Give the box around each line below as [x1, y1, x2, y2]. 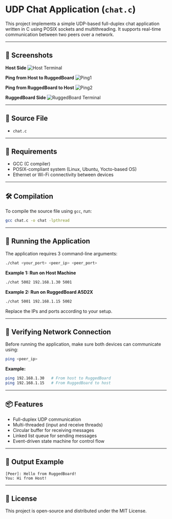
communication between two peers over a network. [5, 31, 114, 37]
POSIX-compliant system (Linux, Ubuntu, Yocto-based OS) [12, 166, 137, 172]
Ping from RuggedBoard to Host [5, 84, 74, 91]
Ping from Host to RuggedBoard [5, 74, 74, 80]
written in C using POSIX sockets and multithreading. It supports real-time [5, 26, 161, 32]
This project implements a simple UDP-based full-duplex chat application [5, 20, 160, 27]
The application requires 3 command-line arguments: [5, 250, 118, 256]
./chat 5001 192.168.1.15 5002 [5, 298, 72, 304]
